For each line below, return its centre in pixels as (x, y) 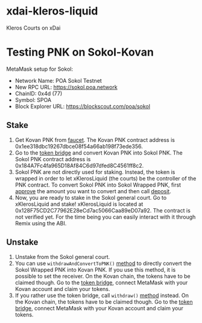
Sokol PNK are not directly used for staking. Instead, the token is (95, 172)
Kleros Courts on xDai (33, 28)
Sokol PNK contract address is (53, 159)
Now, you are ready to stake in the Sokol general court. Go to (91, 197)
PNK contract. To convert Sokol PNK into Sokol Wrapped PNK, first (98, 185)
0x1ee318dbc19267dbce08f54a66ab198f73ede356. (79, 146)
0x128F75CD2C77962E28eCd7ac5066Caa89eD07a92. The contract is (103, 210)
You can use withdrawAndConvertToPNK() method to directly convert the (103, 263)
